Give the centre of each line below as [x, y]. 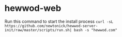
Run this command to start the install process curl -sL [59, 21]
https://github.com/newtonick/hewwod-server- [51, 26]
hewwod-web [33, 8]
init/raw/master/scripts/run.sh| [38, 30]
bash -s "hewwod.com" [96, 30]
